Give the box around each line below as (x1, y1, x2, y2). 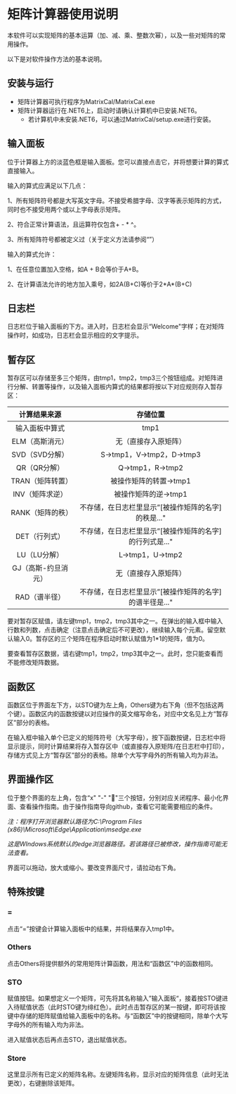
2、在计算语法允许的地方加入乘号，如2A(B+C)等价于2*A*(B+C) (7, 279, 192, 288)
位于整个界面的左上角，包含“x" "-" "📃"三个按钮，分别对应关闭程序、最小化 (7, 793, 223, 802)
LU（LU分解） (16, 550, 64, 560)
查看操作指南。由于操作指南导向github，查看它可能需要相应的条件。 (19, 802, 216, 810)
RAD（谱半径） (15, 592, 65, 602)
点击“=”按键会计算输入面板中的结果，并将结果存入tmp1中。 (7, 924, 178, 933)
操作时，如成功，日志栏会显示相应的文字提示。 (7, 331, 143, 340)
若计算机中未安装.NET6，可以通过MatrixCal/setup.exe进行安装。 (27, 115, 216, 123)
